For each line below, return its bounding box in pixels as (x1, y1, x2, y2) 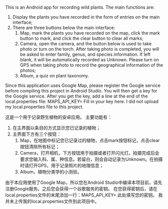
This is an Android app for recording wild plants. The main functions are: (5, 5, 154, 10)
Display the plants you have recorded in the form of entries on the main (12, 14, 160, 20)
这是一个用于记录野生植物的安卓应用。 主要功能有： (5, 114, 112, 120)
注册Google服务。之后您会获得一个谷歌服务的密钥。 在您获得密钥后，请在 (5, 186, 158, 191)
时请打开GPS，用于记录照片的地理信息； (20, 163, 104, 168)
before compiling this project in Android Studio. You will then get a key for (5, 88, 157, 93)
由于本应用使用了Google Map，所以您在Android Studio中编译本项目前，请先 (5, 179, 162, 185)
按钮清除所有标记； (20, 144, 60, 150)
